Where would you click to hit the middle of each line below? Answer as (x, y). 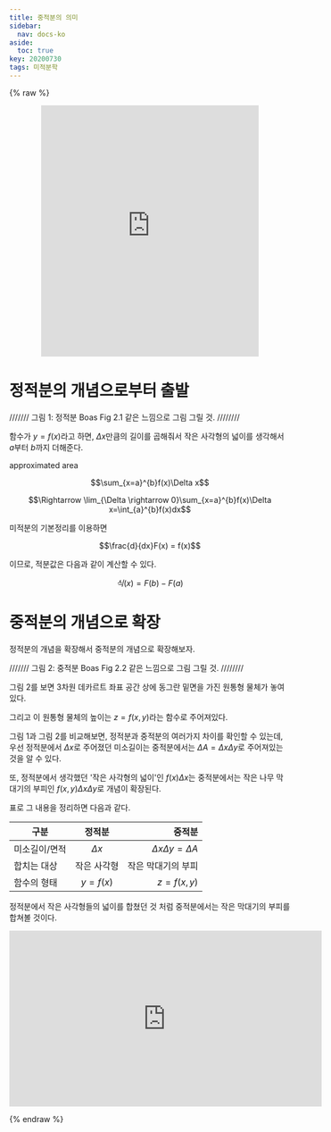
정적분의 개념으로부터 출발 (99, 391)
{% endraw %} (37, 1119)
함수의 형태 (36, 883)
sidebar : (25, 26)
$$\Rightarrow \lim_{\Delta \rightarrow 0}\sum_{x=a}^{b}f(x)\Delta (150, 499)
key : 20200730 (36, 59)
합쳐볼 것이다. (33, 918)
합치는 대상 (36, 866)
